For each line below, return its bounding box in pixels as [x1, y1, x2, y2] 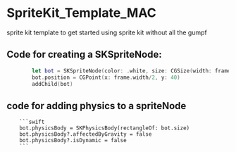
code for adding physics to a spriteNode [6, 100, 187, 112]
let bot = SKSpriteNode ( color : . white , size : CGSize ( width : [32, 67, 212, 75]
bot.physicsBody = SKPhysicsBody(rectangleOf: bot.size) [19, 125, 190, 132]
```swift [19, 118, 45, 126]
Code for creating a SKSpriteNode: [6, 49, 163, 61]
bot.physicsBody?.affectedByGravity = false [19, 131, 152, 138]
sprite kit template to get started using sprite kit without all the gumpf [6, 28, 207, 37]
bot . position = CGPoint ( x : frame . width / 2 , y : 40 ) [32, 74, 180, 81]
